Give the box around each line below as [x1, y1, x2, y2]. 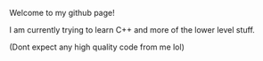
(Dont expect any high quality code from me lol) [9, 42, 185, 52]
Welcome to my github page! [9, 8, 115, 18]
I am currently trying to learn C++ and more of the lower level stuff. [9, 25, 256, 34]
